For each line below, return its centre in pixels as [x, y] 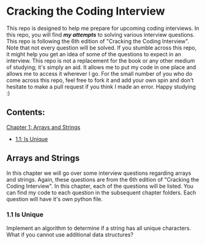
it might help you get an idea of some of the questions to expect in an [94, 54]
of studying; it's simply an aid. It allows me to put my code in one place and [101, 67]
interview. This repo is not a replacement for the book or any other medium [101, 61]
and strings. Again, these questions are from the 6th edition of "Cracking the [103, 179]
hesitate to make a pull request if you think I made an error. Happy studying [101, 86]
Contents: [26, 112]
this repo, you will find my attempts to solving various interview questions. [100, 34]
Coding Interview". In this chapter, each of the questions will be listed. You [100, 186]
